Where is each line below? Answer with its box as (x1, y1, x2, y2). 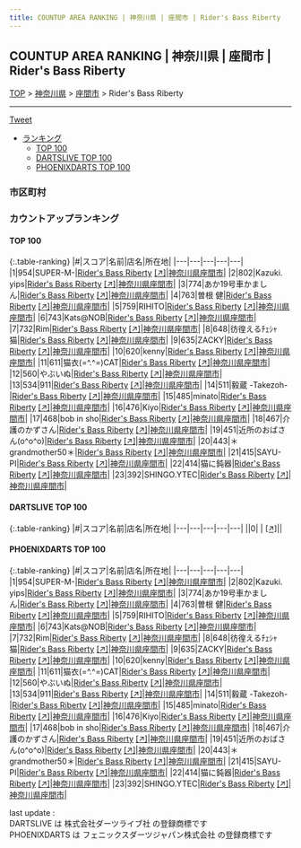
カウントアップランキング (9, 213, 119, 225)
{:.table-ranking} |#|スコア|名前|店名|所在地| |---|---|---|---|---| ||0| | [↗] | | (9, 522, 283, 534)
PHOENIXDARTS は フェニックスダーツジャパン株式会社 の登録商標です (9, 829, 273, 840)
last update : (9, 807, 56, 817)
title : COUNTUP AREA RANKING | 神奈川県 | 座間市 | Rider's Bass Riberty (9, 13, 281, 22)
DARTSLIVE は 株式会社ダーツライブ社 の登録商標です (9, 817, 208, 828)
